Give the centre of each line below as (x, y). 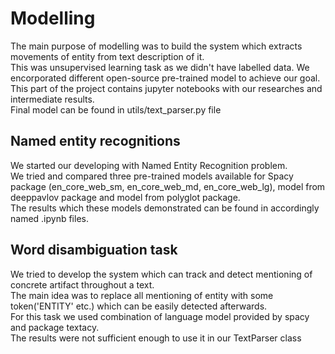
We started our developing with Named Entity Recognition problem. (149, 165)
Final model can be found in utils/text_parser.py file (116, 109)
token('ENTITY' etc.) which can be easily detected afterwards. (139, 306)
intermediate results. (52, 99)
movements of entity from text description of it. (107, 56)
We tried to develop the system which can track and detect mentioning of (161, 274)
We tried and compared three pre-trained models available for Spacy (152, 176)
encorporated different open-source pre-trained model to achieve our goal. (165, 78)
